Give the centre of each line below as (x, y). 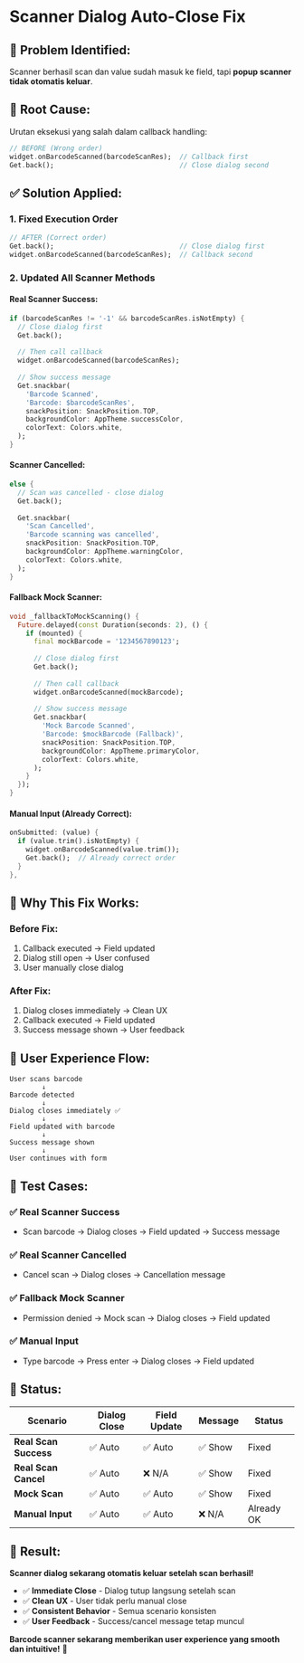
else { (22, 485)
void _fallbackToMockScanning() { (75, 616)
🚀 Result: (35, 1552)
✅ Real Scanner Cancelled (68, 1255)
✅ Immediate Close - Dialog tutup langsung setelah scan (129, 1591)
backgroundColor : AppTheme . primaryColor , (121, 751)
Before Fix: (34, 928)
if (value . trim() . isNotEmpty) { (79, 841)
